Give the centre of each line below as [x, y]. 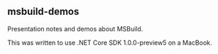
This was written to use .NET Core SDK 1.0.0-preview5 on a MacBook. [110, 43]
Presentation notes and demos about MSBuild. [75, 28]
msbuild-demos [43, 12]
